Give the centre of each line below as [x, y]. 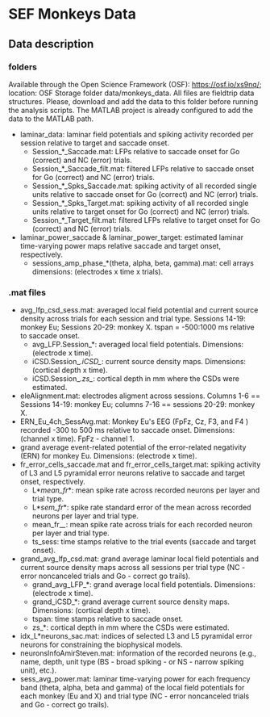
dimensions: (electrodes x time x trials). [98, 271]
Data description [51, 44]
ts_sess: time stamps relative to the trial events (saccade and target [144, 542]
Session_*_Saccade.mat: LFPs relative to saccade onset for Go [136, 151]
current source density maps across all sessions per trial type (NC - [133, 568]
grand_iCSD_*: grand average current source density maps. [131, 602]
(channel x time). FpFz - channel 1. [77, 439]
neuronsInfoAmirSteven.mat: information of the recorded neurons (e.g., [138, 653]
